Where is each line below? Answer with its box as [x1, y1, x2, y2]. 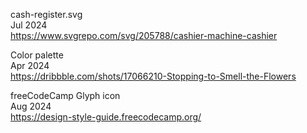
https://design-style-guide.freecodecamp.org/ [10, 111, 202, 123]
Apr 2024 [10, 60, 50, 71]
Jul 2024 [10, 19, 48, 31]
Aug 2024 [10, 100, 52, 112]
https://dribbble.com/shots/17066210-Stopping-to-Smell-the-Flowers [10, 70, 297, 82]
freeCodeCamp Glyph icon [10, 90, 121, 101]
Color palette [10, 49, 64, 61]
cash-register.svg [10, 9, 83, 20]
